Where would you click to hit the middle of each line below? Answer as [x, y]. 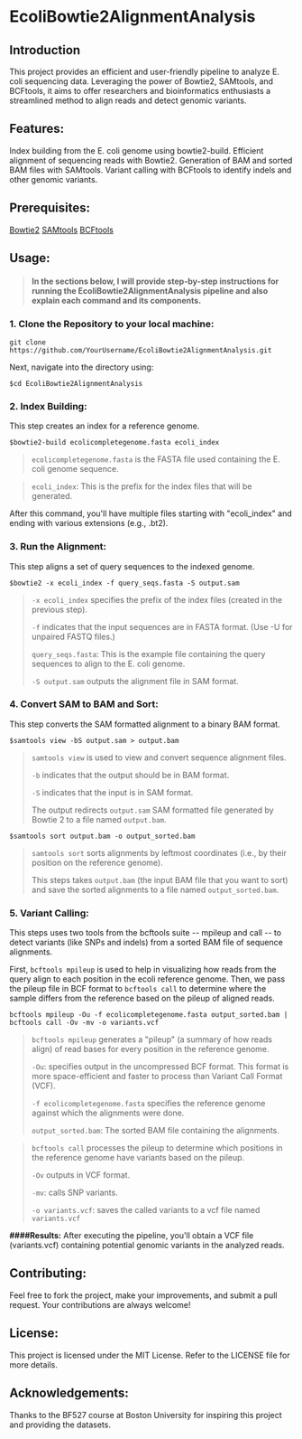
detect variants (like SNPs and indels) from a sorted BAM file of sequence [146, 943]
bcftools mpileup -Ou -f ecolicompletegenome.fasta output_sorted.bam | [149, 1015]
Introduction [45, 50]
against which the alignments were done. [108, 1113]
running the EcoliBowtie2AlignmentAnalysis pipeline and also [150, 290]
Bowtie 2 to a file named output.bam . [99, 819]
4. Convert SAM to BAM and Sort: [84, 704]
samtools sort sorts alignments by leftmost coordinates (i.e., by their [159, 852]
